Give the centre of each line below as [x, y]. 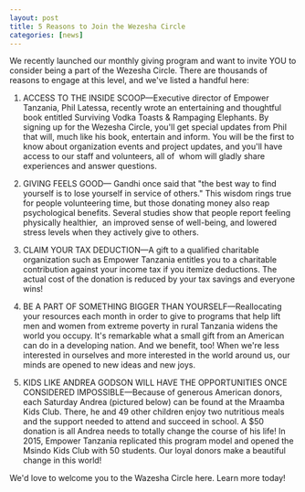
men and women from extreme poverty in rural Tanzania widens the [150, 326]
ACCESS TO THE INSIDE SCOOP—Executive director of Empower [146, 98]
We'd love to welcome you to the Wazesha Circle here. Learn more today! [147, 478]
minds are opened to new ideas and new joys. [109, 365]
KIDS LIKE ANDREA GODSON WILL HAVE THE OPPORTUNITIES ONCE [155, 383]
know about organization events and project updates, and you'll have [152, 146]
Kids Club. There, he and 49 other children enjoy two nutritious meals [153, 412]
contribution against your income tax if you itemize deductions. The [150, 270]
